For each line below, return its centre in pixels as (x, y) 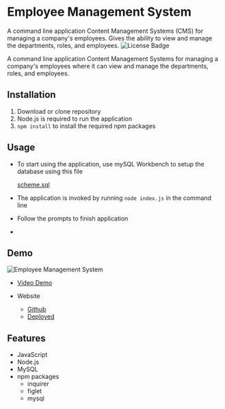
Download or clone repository (59, 111)
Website (29, 296)
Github (37, 310)
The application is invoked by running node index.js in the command (114, 198)
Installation (31, 95)
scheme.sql (33, 184)
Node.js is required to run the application (75, 119)
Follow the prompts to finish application (72, 218)
